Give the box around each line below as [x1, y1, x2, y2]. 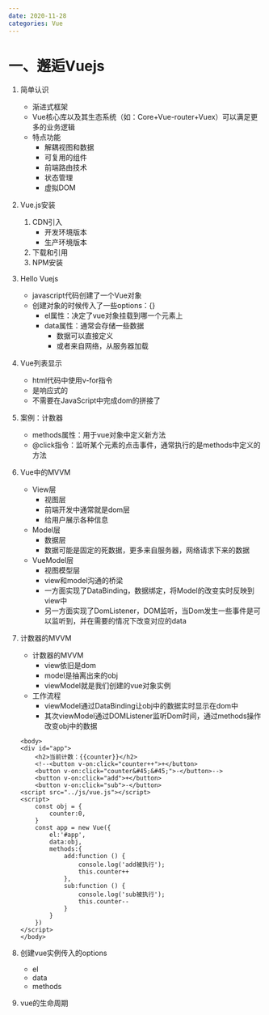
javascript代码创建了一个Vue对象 [32, 290, 142, 300]
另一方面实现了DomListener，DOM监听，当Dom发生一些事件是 [44, 606, 254, 615]
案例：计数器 [19, 413, 63, 423]
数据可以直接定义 [56, 331, 114, 340]
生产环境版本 [44, 238, 87, 247]
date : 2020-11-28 [8, 11, 67, 20]
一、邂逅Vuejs [8, 57, 105, 75]
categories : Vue [8, 19, 63, 27]
